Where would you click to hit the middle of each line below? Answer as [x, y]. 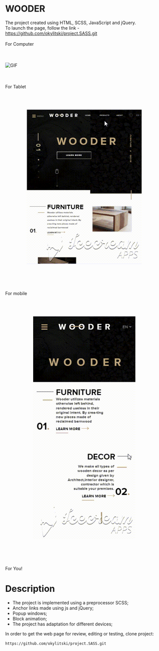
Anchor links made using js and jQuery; [53, 608]
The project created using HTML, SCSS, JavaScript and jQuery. [71, 23]
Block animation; [30, 618]
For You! [14, 568]
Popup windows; [30, 613]
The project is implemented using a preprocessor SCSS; [70, 602]
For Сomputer [20, 44]
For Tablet [16, 86]
